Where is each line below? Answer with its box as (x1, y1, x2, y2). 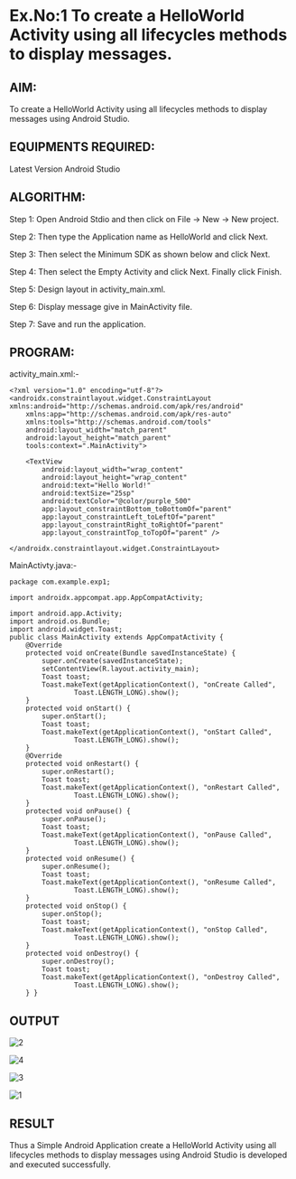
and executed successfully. (9, 1159, 111, 1170)
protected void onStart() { (25, 704, 131, 714)
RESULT (9, 1116, 55, 1131)
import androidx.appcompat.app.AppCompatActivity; (9, 594, 204, 603)
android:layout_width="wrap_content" (42, 465, 183, 474)
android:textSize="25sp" (42, 489, 135, 498)
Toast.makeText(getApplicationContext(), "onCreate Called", (42, 680, 277, 689)
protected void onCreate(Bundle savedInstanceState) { (25, 649, 236, 658)
